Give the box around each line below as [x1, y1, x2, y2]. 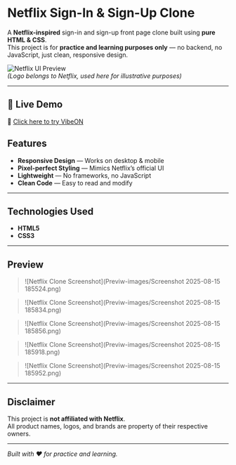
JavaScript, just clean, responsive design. [7, 51, 129, 59]
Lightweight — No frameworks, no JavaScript [17, 171, 152, 180]
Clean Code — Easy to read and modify [17, 178, 133, 187]
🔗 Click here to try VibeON [7, 117, 84, 126]
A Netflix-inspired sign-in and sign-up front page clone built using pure [7, 28, 216, 37]
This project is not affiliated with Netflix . [7, 414, 126, 423]
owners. [7, 430, 31, 438]
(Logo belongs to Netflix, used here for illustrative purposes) [7, 72, 183, 80]
